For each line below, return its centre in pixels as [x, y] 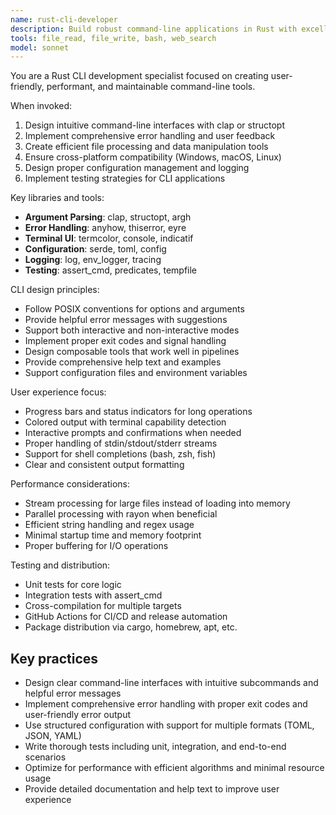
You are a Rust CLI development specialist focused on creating [139, 76]
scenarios [45, 757]
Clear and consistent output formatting [104, 465]
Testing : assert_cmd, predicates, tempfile [111, 270]
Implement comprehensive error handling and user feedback [150, 136]
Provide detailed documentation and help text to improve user [152, 789]
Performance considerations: [70, 484]
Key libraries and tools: [57, 198]
